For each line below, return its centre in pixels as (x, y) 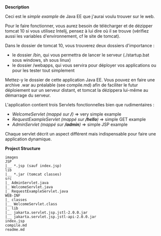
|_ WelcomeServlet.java (29, 187)
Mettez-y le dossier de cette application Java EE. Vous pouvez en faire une (80, 80)
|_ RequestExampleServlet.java (37, 191)
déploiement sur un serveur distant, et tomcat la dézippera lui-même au (77, 90)
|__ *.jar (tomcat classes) (33, 174)
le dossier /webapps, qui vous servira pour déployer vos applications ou (84, 65)
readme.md (15, 230)
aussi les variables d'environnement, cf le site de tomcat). (63, 36)
